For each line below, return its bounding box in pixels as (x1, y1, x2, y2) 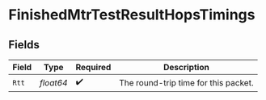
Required (75, 62, 112, 73)
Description (163, 62, 210, 73)
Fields (8, 38, 40, 52)
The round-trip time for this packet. (118, 77, 254, 88)
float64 (39, 77, 68, 88)
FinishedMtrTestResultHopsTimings (8, 6, 255, 24)
